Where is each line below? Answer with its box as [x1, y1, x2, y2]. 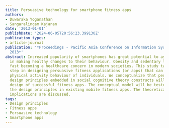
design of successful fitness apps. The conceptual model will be [10, 82, 152, 87]
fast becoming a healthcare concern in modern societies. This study [10, 63, 158, 69]
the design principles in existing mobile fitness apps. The [10, 87, 141, 92]
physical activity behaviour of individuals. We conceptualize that [10, 73, 156, 78]
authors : [5, 12, 24, 17]
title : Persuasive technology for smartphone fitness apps [5, 7, 132, 13]
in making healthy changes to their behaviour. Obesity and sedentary [10, 59, 161, 64]
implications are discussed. [10, 92, 71, 97]
